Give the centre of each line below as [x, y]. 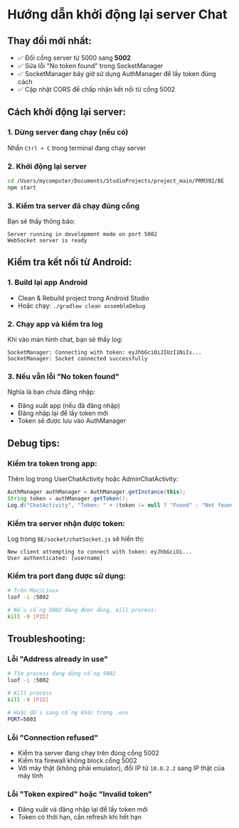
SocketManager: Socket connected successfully [78, 359]
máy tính [31, 775]
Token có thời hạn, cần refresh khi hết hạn [80, 817]
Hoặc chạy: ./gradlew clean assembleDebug [81, 306]
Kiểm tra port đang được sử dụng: [67, 576]
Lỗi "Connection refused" [53, 737]
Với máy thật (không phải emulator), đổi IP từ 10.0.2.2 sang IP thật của [121, 768]
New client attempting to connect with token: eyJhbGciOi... [100, 552]
